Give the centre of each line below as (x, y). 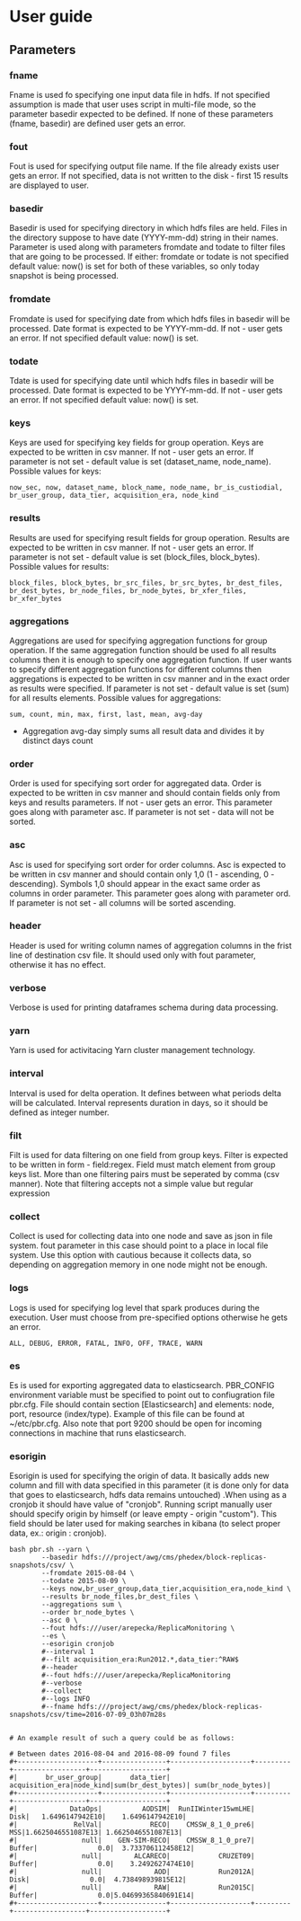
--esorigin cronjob (78, 1644)
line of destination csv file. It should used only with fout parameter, (133, 955)
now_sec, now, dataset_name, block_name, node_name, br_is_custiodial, (146, 488)
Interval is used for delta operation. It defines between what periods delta (145, 1093)
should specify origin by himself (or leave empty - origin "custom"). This (143, 1514)
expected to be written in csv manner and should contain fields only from (145, 793)
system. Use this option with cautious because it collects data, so (130, 1255)
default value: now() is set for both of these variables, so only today (134, 266)
